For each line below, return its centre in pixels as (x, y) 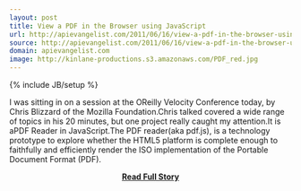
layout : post (34, 17)
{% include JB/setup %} (54, 85)
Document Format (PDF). (55, 159)
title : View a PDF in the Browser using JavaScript (107, 26)
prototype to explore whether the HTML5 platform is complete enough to (144, 140)
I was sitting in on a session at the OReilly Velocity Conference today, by (142, 102)
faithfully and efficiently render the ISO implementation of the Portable (139, 150)
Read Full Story (150, 177)
